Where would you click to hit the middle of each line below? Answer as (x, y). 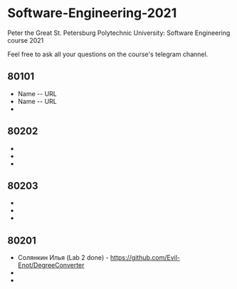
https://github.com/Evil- (145, 258)
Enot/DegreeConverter (51, 266)
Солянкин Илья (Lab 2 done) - (63, 258)
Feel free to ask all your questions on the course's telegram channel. (108, 54)
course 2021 (26, 40)
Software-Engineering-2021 (92, 13)
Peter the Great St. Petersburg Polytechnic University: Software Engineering (119, 33)
